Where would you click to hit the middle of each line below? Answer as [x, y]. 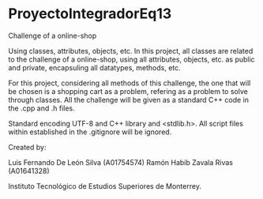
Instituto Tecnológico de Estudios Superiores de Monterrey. [105, 186]
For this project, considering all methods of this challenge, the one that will [130, 83]
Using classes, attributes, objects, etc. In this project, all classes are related [131, 51]
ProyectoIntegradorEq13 [90, 14]
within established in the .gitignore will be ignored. [90, 132]
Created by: [27, 147]
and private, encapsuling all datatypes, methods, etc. [95, 67]
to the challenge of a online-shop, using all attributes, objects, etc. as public [131, 59]
